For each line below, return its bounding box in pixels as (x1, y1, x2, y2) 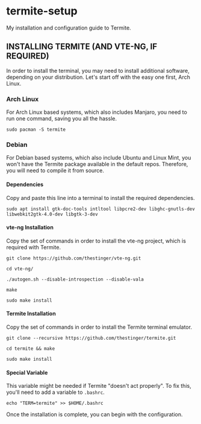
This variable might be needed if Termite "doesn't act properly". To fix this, (6, 382, 191, 390)
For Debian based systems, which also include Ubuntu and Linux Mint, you (6, 154, 191, 161)
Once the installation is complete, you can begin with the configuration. (6, 411, 183, 418)
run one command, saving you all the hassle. (6, 115, 117, 122)
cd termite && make (6, 345, 55, 352)
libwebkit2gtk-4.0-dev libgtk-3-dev (6, 211, 98, 217)
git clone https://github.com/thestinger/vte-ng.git (6, 255, 141, 261)
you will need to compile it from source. (6, 167, 104, 174)
